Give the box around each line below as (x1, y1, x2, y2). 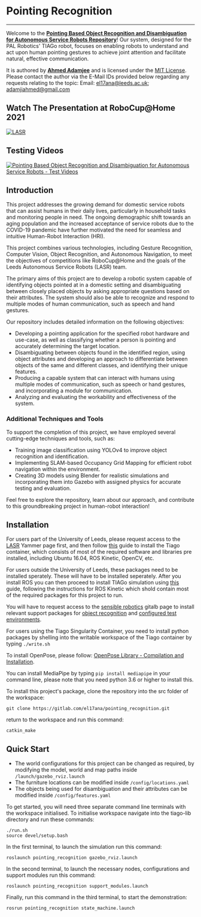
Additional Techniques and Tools (6, 415, 103, 423)
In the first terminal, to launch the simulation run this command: (6, 843, 162, 851)
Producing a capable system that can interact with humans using (14, 374, 175, 382)
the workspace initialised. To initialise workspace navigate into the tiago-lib (6, 809, 191, 817)
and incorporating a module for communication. (14, 387, 133, 394)
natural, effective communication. (6, 55, 89, 62)
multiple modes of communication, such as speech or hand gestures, (14, 381, 186, 388)
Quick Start (6, 744, 50, 754)
